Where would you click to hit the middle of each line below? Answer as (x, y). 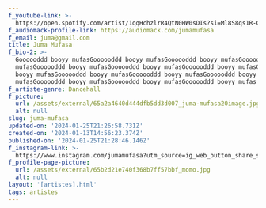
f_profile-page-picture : (49, 163)
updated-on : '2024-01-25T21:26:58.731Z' (76, 126)
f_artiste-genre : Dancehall (55, 89)
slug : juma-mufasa (38, 119)
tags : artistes (33, 192)
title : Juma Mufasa (40, 45)
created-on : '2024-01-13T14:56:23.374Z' (76, 133)
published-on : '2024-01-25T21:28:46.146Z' (79, 140)
